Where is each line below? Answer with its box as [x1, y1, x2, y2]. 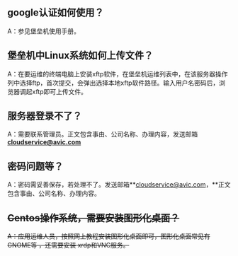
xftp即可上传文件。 [31, 87, 87, 95]
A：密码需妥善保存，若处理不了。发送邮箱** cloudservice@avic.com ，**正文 [7, 180, 231, 189]
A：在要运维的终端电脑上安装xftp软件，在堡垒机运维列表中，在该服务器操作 [7, 69, 228, 78]
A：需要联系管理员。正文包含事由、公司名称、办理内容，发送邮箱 [7, 130, 198, 139]
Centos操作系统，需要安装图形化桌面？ [7, 211, 180, 224]
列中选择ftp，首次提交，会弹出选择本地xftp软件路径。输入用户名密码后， [7, 78, 220, 87]
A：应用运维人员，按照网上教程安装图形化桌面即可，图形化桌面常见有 [7, 232, 210, 240]
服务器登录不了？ [7, 110, 82, 122]
